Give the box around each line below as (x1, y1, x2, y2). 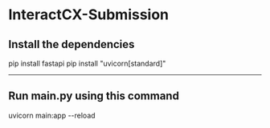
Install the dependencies (8, 38, 135, 51)
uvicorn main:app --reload (8, 110, 96, 120)
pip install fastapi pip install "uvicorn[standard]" (8, 58, 166, 68)
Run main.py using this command (8, 90, 179, 103)
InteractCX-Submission (8, 6, 170, 24)
